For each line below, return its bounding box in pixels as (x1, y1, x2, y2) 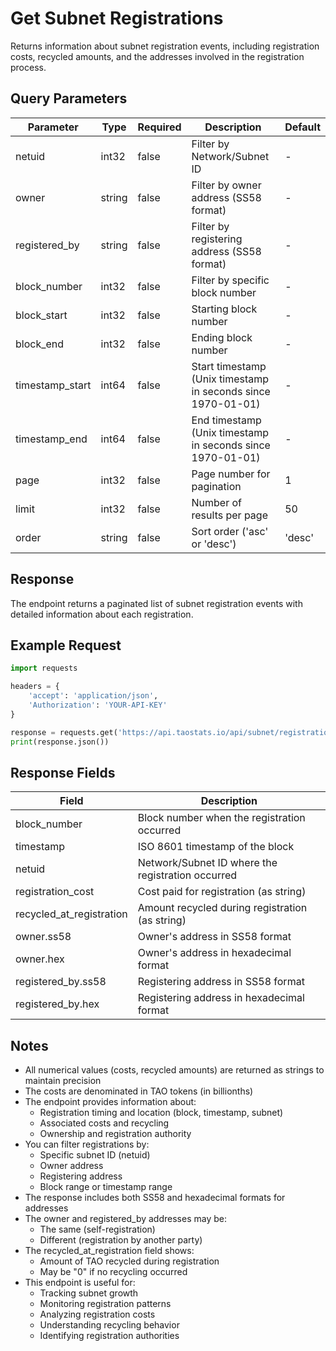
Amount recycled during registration (137, 901, 308, 915)
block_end (15, 337, 65, 351)
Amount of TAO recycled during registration (39, 1255, 220, 1267)
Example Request (10, 637, 122, 654)
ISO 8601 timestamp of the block (137, 840, 295, 854)
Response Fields (10, 764, 116, 781)
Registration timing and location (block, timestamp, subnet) (39, 1107, 284, 1119)
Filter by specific (191, 273, 270, 287)
